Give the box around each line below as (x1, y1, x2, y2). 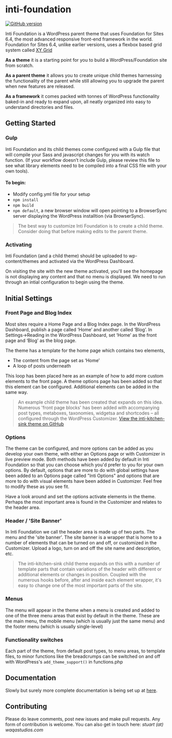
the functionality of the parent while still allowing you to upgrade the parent (5, 78, 164, 84)
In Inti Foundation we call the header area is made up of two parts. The (5, 529, 155, 535)
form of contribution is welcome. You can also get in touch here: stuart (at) (5, 721, 164, 727)
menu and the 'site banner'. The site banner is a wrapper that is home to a (5, 534, 162, 540)
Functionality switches (5, 636, 64, 643)
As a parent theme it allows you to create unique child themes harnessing (5, 72, 162, 78)
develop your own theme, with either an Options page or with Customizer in (5, 451, 165, 457)
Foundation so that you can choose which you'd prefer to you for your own (5, 462, 164, 468)
